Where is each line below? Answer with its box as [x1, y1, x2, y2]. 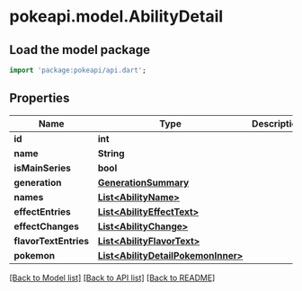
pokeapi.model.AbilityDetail [9, 6, 224, 27]
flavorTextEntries [13, 234, 90, 247]
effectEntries [13, 205, 72, 217]
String [97, 146, 125, 159]
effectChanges [13, 220, 79, 233]
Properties [9, 91, 70, 106]
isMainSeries [13, 162, 72, 174]
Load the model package [9, 42, 151, 57]
